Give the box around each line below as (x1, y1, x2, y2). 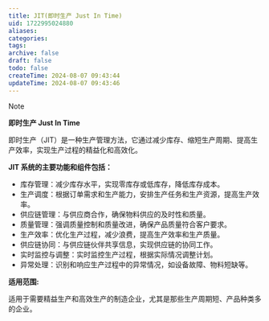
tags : (8, 42, 26, 50)
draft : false (8, 57, 52, 65)
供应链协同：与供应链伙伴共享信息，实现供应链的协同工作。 (19, 239, 218, 249)
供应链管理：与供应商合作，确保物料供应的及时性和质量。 (19, 209, 210, 219)
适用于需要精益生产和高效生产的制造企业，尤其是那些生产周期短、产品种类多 (8, 294, 262, 303)
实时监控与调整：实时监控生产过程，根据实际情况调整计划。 (19, 249, 218, 259)
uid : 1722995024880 (8, 19, 74, 27)
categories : (8, 34, 48, 43)
